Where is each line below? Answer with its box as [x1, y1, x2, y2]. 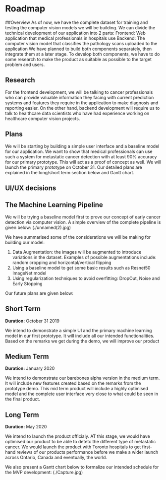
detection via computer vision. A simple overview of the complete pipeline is [5, 219, 161, 225]
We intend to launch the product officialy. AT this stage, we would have [5, 433, 150, 439]
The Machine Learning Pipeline [5, 201, 103, 209]
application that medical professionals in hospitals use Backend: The [5, 35, 145, 41]
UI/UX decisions [5, 184, 56, 192]
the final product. [5, 396, 41, 402]
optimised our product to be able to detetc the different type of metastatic [5, 439, 156, 445]
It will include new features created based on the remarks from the [5, 380, 141, 386]
